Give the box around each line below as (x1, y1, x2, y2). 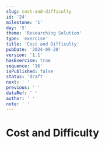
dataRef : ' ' (6, 90, 38, 96)
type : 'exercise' (6, 36, 48, 42)
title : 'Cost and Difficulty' (6, 42, 80, 47)
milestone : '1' (6, 19, 43, 25)
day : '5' (6, 25, 27, 31)
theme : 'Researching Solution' (6, 30, 82, 36)
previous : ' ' (6, 85, 41, 91)
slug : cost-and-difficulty (6, 8, 72, 15)
